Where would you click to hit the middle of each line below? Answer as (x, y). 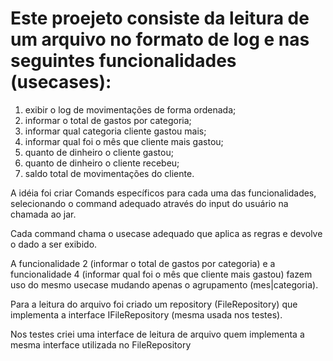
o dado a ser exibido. (54, 244)
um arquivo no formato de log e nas (160, 39)
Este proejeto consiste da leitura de (160, 18)
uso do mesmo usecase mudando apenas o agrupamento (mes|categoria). (164, 284)
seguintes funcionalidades (123, 61)
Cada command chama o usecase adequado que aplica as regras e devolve (166, 233)
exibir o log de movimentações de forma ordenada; (130, 109)
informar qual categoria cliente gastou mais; (115, 131)
